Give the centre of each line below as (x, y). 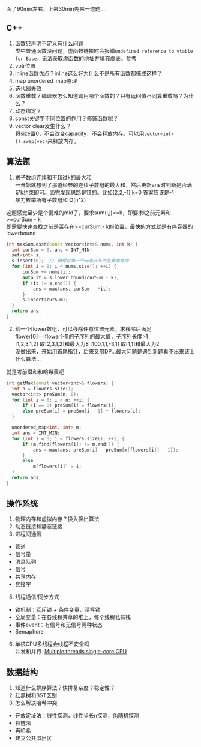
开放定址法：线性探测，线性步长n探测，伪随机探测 (77, 716)
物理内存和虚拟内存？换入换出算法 (57, 519)
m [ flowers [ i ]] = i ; (57, 467)
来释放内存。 (63, 141)
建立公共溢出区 (33, 738)
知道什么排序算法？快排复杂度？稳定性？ (65, 688)
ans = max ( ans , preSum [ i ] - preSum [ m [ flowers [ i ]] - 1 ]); (106, 450)
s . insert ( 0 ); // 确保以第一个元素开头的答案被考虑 (70, 261)
